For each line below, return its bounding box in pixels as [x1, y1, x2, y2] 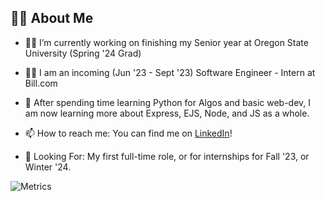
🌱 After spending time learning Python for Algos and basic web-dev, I [24, 96, 312, 108]
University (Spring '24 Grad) [24, 47, 142, 59]
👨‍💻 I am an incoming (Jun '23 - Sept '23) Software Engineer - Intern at [24, 66, 316, 78]
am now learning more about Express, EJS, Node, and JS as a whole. [24, 107, 310, 119]
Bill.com [24, 77, 58, 89]
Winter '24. [24, 161, 72, 173]
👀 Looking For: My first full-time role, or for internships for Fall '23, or [24, 150, 310, 162]
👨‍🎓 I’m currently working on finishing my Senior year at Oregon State [24, 36, 309, 48]
